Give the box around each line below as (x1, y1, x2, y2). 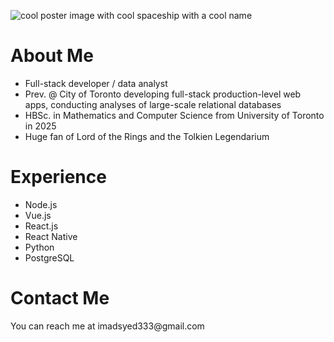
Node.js (24, 198, 58, 210)
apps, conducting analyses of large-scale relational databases (24, 98, 282, 110)
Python (24, 241, 55, 253)
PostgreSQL (24, 251, 75, 264)
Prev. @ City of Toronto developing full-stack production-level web (24, 88, 302, 100)
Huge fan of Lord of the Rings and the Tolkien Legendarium (24, 130, 270, 142)
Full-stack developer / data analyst (24, 77, 168, 89)
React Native (24, 230, 78, 242)
